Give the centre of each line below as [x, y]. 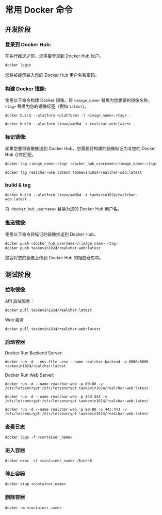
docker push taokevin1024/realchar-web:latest [53, 248]
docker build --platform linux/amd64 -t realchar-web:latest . [70, 124]
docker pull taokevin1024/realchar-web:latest [53, 329]
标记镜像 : [16, 137]
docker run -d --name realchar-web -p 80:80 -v [54, 384]
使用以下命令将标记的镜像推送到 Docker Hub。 [52, 234]
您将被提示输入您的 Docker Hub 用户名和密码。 [52, 75]
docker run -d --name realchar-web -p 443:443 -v [56, 397]
